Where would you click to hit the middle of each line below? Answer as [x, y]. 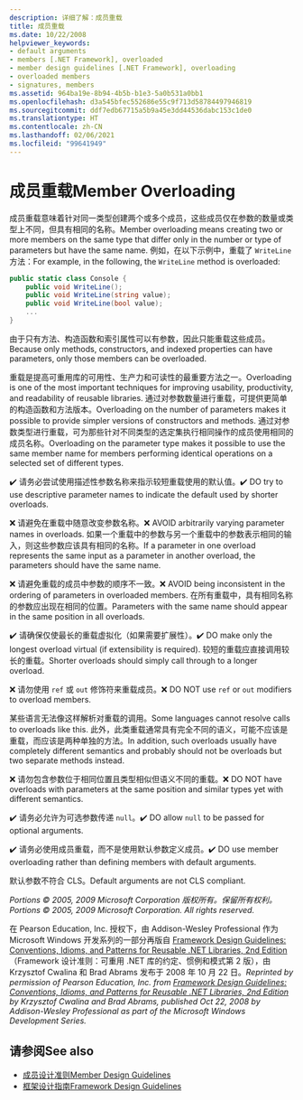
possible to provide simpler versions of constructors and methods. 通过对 [146, 420]
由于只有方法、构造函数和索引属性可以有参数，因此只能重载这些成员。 [140, 339]
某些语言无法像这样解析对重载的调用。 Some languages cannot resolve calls [150, 718]
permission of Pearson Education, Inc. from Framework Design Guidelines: [148, 982]
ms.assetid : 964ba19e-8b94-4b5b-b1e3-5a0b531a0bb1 [106, 93]
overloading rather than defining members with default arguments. [133, 862]
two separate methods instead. [67, 760]
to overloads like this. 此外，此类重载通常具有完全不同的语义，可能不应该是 [149, 729]
